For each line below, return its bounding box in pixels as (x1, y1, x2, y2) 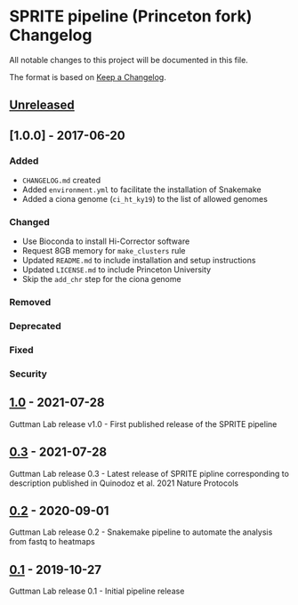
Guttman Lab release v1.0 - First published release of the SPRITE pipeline (9, 418, 278, 429)
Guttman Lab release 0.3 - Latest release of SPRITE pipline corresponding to (9, 468, 289, 479)
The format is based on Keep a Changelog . (9, 71, 166, 82)
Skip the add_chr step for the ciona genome (21, 274, 181, 285)
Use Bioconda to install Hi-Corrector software (21, 236, 190, 246)
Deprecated (9, 320, 62, 333)
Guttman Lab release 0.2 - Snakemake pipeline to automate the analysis (9, 527, 273, 537)
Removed (9, 296, 52, 309)
